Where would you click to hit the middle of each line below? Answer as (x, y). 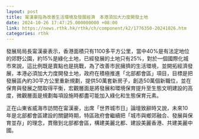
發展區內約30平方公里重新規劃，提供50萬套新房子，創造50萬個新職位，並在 (99, 81)
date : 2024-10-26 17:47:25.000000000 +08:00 (62, 22)
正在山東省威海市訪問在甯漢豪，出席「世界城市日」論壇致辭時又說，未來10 (97, 108)
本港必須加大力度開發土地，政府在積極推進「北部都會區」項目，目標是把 (105, 73)
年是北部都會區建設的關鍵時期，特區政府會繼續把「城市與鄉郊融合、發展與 (97, 115)
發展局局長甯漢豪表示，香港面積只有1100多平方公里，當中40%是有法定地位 (98, 51)
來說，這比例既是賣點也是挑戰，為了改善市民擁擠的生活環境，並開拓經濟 (99, 66)
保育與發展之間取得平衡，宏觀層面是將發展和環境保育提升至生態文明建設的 (97, 88)
